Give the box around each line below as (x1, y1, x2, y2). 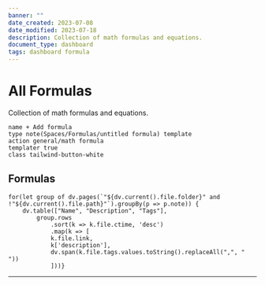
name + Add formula (8, 123, 73, 131)
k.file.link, (50, 234, 93, 242)
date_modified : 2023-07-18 (8, 26, 97, 34)
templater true (8, 143, 58, 152)
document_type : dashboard (8, 41, 93, 49)
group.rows (36, 213, 73, 221)
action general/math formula (8, 137, 104, 145)
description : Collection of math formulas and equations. (8, 33, 203, 42)
